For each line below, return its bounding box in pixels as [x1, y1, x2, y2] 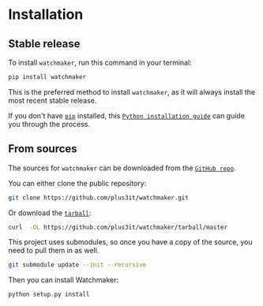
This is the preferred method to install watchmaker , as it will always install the [8, 87, 255, 96]
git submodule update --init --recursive [8, 261, 147, 269]
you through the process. [8, 119, 91, 129]
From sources [8, 142, 77, 155]
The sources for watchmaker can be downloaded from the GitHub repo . [8, 163, 236, 173]
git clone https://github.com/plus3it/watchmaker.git [8, 193, 190, 202]
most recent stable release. [8, 95, 97, 105]
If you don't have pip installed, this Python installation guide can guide [8, 110, 245, 120]
